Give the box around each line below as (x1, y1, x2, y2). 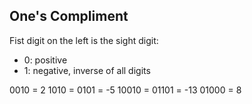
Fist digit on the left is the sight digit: (9, 34, 159, 46)
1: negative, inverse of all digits (23, 64, 151, 76)
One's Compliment (9, 8, 129, 25)
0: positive (23, 54, 68, 66)
